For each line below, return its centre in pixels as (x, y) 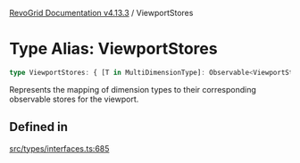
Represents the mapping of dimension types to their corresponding (133, 89)
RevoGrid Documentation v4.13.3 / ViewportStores (101, 13)
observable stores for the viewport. (74, 99)
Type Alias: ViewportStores (113, 49)
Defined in (39, 127)
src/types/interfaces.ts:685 (59, 148)
